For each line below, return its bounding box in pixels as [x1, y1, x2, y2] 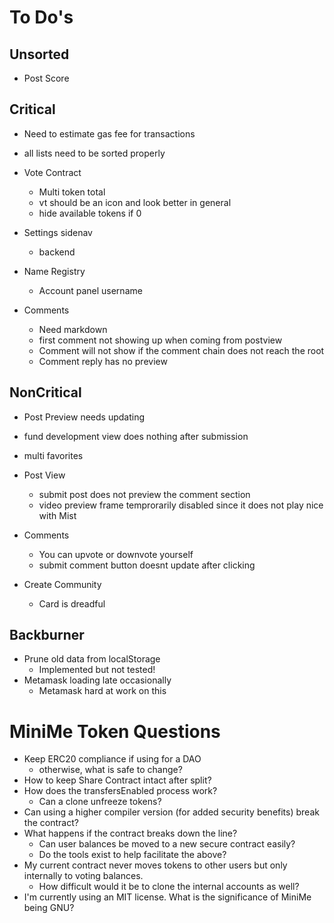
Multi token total [38, 186, 106, 198]
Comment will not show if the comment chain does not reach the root [38, 344, 325, 356]
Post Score [23, 72, 70, 84]
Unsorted [9, 46, 70, 63]
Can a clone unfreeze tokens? [38, 796, 162, 808]
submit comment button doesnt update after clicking [38, 559, 256, 571]
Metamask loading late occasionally [23, 674, 172, 686]
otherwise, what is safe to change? [38, 764, 183, 776]
